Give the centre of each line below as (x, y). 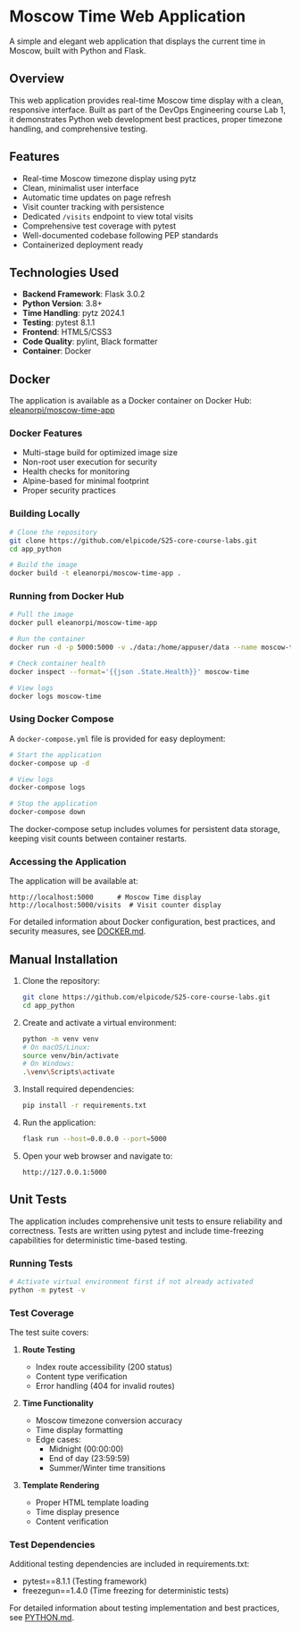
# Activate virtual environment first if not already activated (131, 1282)
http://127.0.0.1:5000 (64, 1172)
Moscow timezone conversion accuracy (109, 1420)
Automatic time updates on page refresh (96, 197)
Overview (37, 79)
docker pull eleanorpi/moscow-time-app (83, 623)
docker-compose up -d (50, 763)
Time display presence (77, 1512)
